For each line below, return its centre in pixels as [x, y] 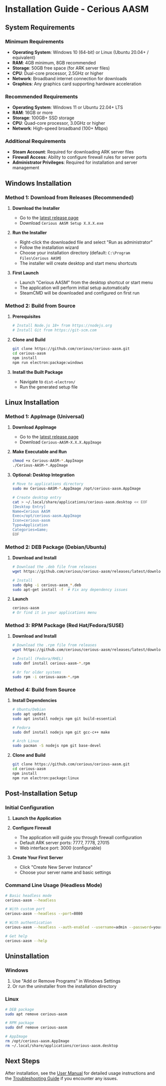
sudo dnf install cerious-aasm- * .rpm [51, 664]
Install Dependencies [34, 700]
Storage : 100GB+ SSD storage [43, 118]
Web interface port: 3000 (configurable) [61, 848]
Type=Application [30, 525]
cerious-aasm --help [26, 941]
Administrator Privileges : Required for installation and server [75, 162]
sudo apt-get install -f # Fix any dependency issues [70, 590]
